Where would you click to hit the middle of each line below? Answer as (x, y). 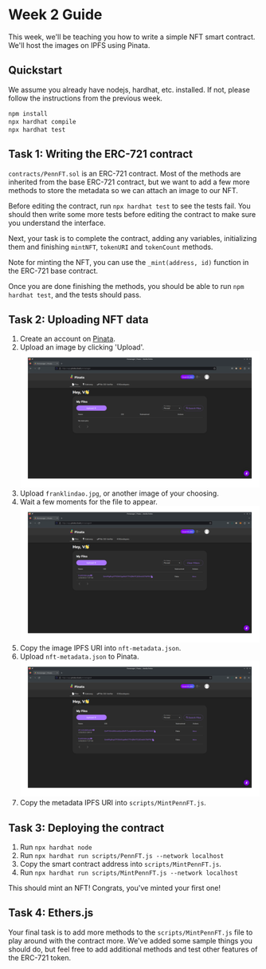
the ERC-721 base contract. (53, 271)
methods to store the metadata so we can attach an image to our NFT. (123, 190)
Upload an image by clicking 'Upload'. (82, 347)
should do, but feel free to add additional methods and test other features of (133, 949)
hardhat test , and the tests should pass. (75, 295)
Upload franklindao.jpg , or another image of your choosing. (119, 493)
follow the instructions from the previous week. (86, 98)
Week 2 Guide (55, 15)
